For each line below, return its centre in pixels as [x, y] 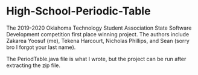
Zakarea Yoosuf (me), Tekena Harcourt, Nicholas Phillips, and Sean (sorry [98, 41]
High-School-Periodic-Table [78, 11]
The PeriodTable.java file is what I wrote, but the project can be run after [96, 59]
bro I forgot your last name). [41, 47]
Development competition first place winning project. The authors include [98, 34]
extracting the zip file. [33, 65]
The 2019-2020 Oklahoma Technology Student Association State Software [99, 28]
